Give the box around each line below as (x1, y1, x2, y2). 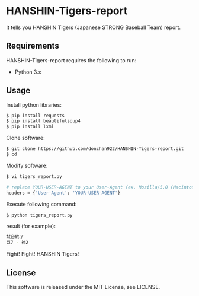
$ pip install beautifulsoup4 (6, 118, 81, 124)
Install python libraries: (6, 101, 62, 108)
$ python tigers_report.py (6, 212, 73, 218)
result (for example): (6, 222, 56, 230)
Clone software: (6, 135, 46, 142)
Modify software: (6, 162, 48, 169)
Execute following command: (6, 200, 77, 208)
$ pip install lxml (6, 123, 54, 130)
